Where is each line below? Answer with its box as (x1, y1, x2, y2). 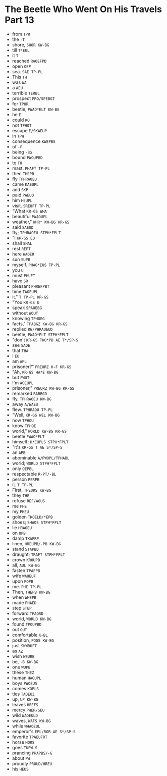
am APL (12, 358, 27, 364)
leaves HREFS (12, 701, 39, 707)
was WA (12, 79, 27, 85)
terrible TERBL (12, 90, 40, 96)
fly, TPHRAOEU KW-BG (12, 395, 51, 402)
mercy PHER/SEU (12, 707, 45, 713)
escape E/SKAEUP (12, 127, 47, 133)
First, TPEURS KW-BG (12, 487, 51, 493)
